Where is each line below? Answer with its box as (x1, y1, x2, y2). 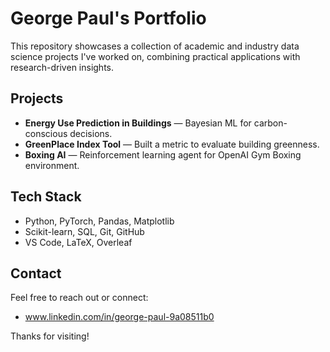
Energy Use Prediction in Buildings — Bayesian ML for (24, 117, 252, 129)
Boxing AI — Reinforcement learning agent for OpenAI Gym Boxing (24, 148, 302, 161)
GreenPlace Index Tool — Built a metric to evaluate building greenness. (24, 138, 320, 150)
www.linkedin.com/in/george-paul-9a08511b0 (24, 311, 215, 323)
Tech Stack (10, 188, 82, 206)
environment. (24, 159, 80, 171)
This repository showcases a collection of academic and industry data (10, 40, 300, 52)
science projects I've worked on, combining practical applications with (10, 50, 301, 62)
